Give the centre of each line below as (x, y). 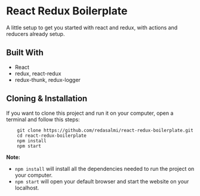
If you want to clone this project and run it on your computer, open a (90, 113)
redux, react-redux (38, 73)
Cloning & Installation (47, 99)
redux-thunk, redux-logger (47, 79)
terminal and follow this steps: (43, 119)
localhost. (27, 188)
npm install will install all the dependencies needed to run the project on (104, 169)
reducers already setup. (36, 33)
